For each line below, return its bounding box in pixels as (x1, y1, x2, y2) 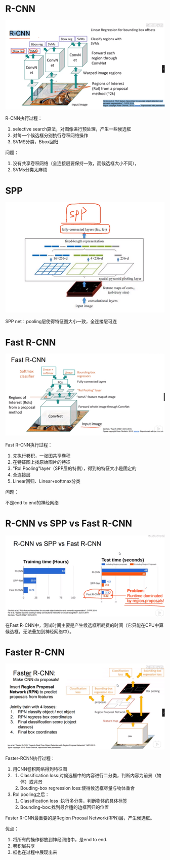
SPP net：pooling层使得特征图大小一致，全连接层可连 (5, 318, 117, 325)
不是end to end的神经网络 (5, 500, 59, 506)
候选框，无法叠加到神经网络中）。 (5, 628, 74, 634)
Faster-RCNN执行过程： (5, 755, 56, 761)
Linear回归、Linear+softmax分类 (12, 478, 81, 484)
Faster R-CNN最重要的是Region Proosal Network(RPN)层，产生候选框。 (5, 815, 155, 821)
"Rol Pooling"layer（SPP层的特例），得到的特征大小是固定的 (12, 465, 137, 471)
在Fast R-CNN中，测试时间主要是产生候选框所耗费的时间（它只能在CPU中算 (5, 622, 164, 628)
